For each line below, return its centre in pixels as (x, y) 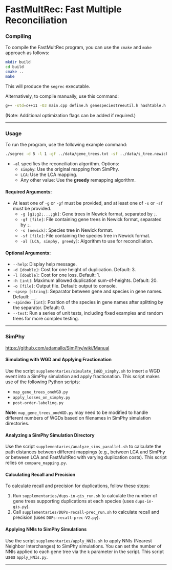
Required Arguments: (29, 192)
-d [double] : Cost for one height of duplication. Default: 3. (74, 270)
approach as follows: (27, 53)
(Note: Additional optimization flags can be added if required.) (71, 115)
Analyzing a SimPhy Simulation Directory (50, 435)
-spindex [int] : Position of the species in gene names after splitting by (88, 302)
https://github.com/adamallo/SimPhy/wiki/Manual (57, 348)
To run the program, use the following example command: (66, 145)
